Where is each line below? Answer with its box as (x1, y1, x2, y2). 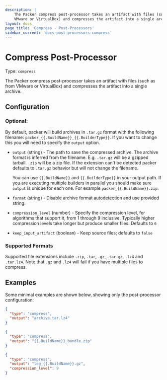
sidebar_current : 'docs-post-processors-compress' (5, 30, 112, 35)
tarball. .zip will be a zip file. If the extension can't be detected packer (12, 159, 157, 165)
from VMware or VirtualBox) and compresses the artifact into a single (5, 83, 148, 89)
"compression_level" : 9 (9, 366, 59, 371)
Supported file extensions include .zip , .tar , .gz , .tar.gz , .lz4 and (5, 253, 143, 259)
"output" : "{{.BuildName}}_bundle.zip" (9, 338, 92, 343)
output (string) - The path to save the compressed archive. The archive (12, 149, 159, 155)
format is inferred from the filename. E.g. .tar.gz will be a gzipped (12, 154, 149, 160)
